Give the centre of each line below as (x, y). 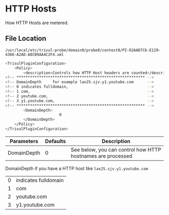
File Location (26, 39)
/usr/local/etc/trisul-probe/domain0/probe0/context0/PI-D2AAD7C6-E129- (83, 50)
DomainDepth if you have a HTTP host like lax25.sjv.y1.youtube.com (77, 168)
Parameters (24, 141)
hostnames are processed (101, 156)
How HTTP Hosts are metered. (37, 23)
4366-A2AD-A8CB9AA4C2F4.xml (35, 54)
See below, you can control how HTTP (116, 150)
